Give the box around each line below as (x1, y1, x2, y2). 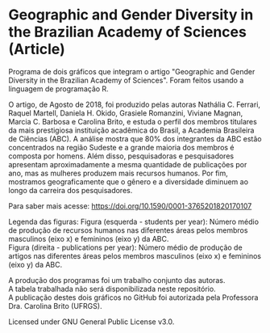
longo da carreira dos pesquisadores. (8, 185, 133, 195)
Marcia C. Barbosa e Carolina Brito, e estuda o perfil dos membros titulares (8, 116, 258, 126)
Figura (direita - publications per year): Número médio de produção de (8, 242, 243, 252)
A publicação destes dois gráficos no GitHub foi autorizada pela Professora (8, 293, 259, 302)
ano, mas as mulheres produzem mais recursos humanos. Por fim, (8, 168, 228, 178)
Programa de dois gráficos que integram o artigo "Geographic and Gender (8, 66, 255, 76)
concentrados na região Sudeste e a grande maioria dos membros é (8, 142, 235, 152)
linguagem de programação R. (8, 83, 109, 94)
